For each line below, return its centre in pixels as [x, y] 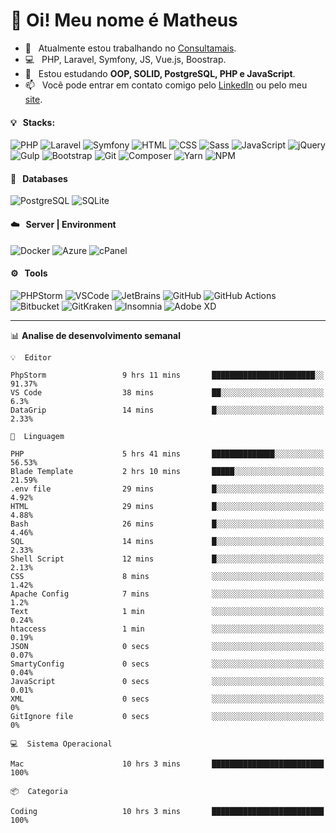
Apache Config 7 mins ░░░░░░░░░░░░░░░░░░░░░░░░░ [167, 594]
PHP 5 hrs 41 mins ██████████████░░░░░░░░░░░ [167, 454]
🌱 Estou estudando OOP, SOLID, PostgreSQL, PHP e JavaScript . [160, 73]
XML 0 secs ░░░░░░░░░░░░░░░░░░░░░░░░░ [167, 699]
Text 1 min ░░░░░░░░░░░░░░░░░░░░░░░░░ [167, 611]
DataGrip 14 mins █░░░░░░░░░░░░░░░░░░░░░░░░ [167, 410]
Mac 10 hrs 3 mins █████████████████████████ [167, 764]
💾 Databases [39, 178]
